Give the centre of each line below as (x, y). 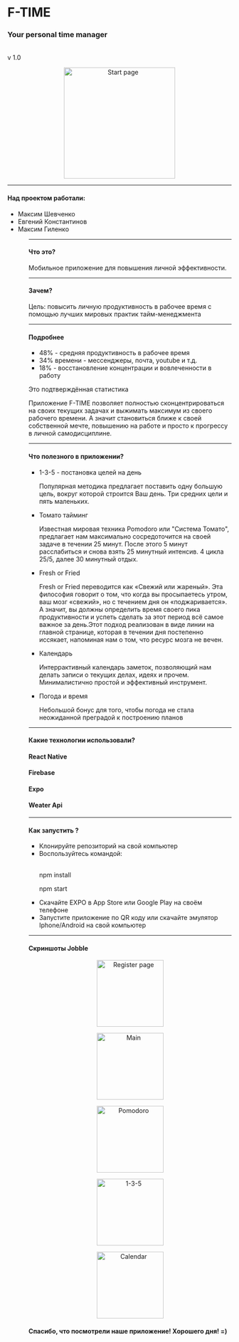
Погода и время (63, 696)
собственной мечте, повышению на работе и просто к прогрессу (128, 426)
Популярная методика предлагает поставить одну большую (131, 486)
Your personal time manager (58, 35)
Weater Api (45, 805)
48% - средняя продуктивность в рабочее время (114, 353)
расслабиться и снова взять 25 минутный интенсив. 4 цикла (131, 551)
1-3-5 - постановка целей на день (90, 472)
